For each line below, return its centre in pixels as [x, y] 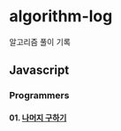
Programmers [39, 96]
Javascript [39, 70]
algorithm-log [61, 16]
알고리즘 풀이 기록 [40, 42]
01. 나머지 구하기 [38, 118]
